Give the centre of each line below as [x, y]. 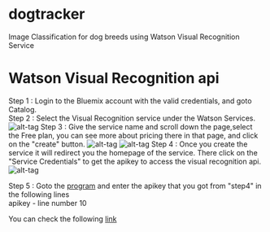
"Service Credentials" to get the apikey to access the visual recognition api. [135, 161]
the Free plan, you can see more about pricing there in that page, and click [133, 135]
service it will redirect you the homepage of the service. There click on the [133, 152]
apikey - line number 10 [48, 203]
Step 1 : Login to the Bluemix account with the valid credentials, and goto [130, 101]
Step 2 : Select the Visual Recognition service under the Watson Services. [132, 118]
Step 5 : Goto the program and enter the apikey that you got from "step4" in [135, 186]
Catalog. [23, 109]
